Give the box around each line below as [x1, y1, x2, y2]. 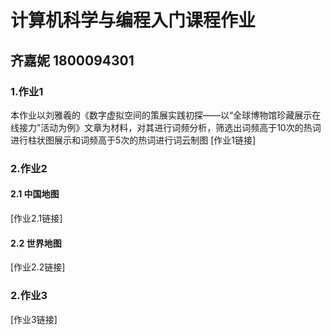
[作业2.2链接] [10, 261, 66, 273]
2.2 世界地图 [10, 237, 62, 249]
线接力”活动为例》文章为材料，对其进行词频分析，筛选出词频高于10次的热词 [10, 121, 322, 133]
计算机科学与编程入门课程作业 [10, 9, 257, 32]
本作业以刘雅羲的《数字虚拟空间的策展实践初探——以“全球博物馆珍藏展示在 [10, 109, 322, 121]
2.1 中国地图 [10, 188, 60, 200]
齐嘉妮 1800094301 [10, 52, 135, 69]
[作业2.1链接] [10, 212, 63, 224]
